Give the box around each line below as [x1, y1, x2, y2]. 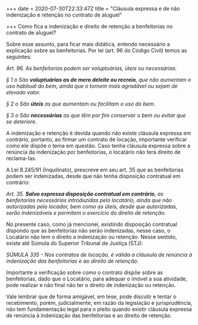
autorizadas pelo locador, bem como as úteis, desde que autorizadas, [6, 203, 178, 210]
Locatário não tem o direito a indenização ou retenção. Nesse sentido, [6, 234, 177, 240]
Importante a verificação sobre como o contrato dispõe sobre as [6, 269, 164, 276]
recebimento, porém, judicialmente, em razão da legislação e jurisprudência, [6, 299, 193, 306]
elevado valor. [6, 89, 41, 95]
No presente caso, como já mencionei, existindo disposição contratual [6, 221, 177, 228]
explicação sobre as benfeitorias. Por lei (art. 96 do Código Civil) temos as [6, 47, 187, 54]
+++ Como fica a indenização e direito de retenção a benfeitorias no [6, 23, 173, 30]
